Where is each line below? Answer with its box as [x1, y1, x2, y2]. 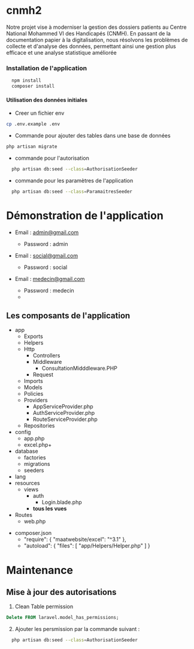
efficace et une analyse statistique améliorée [6, 49, 117, 56]
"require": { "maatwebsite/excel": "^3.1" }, [23, 536, 127, 543]
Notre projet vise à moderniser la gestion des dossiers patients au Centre [6, 23, 187, 31]
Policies [23, 390, 44, 397]
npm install [11, 77, 42, 84]
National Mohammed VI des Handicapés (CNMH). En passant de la [6, 29, 171, 37]
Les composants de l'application [6, 310, 131, 321]
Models [23, 384, 43, 391]
